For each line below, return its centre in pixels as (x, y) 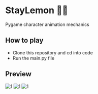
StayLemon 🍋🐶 (37, 10)
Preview (19, 74)
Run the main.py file (34, 58)
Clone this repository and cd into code (53, 52)
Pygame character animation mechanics (47, 24)
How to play (24, 40)
